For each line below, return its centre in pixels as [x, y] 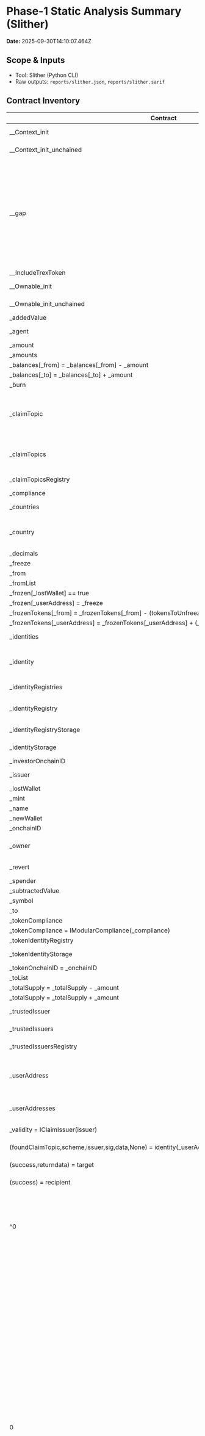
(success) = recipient [40, 1182]
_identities [24, 636]
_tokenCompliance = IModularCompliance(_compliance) [90, 930]
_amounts [23, 355]
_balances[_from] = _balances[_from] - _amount [79, 364]
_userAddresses [33, 1108]
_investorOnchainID [38, 761]
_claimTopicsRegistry [40, 479]
